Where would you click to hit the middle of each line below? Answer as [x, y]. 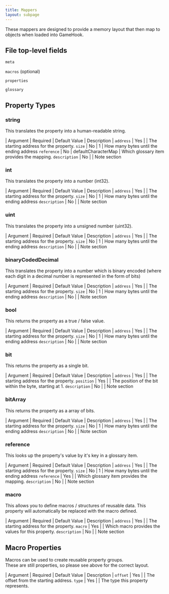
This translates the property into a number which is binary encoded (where [83, 271]
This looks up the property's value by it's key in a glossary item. [72, 455]
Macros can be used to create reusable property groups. [64, 560]
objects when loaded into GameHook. [45, 35]
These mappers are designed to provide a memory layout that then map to [83, 29]
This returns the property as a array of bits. [50, 410]
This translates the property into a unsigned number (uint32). [69, 226]
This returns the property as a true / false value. [55, 321]
